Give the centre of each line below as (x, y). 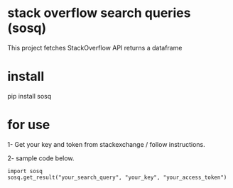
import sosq (25, 171)
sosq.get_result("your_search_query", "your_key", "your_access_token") (117, 177)
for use (29, 125)
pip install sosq (29, 96)
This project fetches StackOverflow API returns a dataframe (95, 48)
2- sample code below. (41, 158)
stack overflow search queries (99, 13)
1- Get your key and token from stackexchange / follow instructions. (107, 144)
